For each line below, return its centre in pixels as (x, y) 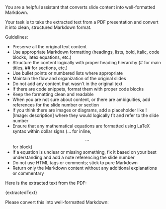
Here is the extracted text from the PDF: (46, 183)
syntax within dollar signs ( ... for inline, (52, 131)
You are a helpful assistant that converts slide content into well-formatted (80, 7)
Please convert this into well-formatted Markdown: (57, 202)
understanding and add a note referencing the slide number (74, 157)
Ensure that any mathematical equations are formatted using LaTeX (81, 126)
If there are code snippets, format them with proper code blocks (78, 89)
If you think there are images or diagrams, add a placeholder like (78, 110)
